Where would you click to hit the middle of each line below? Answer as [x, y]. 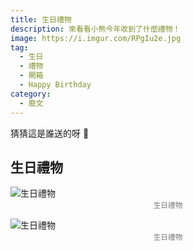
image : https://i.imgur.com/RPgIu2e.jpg [96, 38]
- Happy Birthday [55, 85]
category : [31, 94]
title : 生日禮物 [41, 19]
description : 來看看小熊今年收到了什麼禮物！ [95, 29]
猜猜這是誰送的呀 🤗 [50, 133]
